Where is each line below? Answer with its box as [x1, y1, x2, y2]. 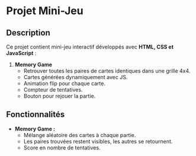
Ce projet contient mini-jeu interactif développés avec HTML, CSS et [6, 43, 173, 50]
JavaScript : [6, 50, 37, 57]
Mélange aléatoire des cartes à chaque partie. [23, 131, 136, 138]
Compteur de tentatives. [23, 86, 83, 93]
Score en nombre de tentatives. [23, 144, 101, 151]
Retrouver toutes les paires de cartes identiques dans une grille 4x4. [23, 67, 191, 74]
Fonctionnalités [6, 109, 65, 119]
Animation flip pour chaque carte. [23, 80, 105, 87]
